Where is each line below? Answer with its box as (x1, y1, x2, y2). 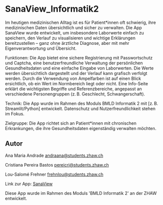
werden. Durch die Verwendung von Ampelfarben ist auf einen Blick (5, 75, 141, 81)
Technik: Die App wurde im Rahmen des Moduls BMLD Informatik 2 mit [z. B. (5, 100, 158, 106)
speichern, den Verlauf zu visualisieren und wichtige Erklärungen (5, 35, 136, 41)
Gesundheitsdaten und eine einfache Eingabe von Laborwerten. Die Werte (5, 65, 154, 71)
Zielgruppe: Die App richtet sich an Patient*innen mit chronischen (5, 120, 137, 126)
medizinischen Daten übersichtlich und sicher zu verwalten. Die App (5, 24, 142, 30)
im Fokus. (5, 111, 25, 116)
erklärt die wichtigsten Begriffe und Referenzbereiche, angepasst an (5, 86, 142, 92)
